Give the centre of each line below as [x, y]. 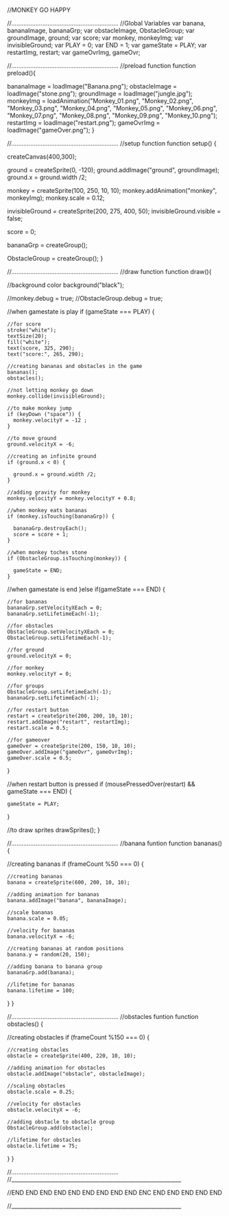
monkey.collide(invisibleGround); [57, 396]
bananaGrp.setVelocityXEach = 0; [55, 608]
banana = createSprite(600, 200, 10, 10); [69, 882]
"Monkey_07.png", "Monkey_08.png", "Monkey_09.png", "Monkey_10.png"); [112, 115]
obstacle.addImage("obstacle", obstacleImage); [76, 1074]
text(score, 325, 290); [41, 348]
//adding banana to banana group [55, 967]
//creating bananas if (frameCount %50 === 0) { [75, 864]
